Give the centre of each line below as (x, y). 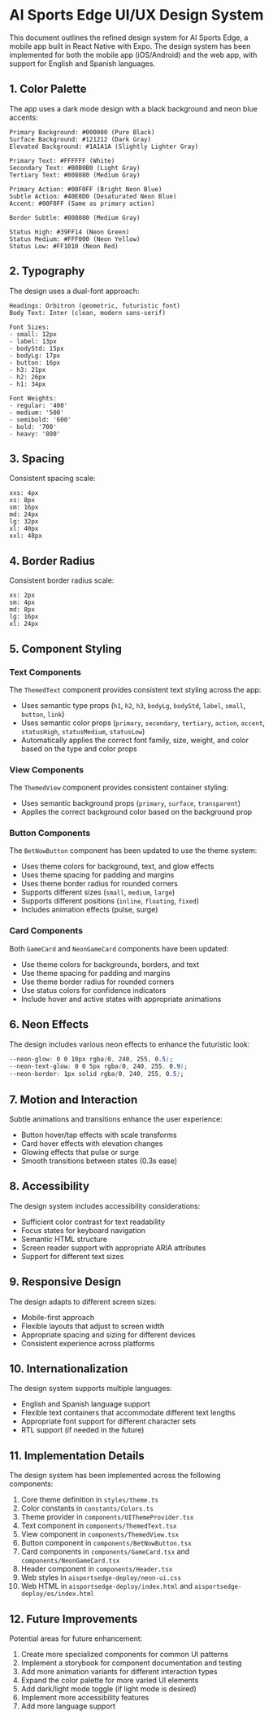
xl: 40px (24, 529)
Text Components (45, 671)
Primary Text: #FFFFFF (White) (62, 160)
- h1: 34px (28, 384)
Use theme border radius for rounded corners (97, 982)
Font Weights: (33, 398)
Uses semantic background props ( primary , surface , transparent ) (131, 803)
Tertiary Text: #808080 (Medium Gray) (75, 175)
